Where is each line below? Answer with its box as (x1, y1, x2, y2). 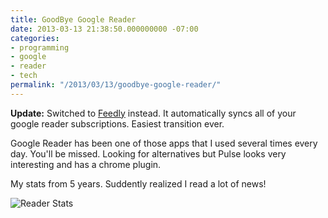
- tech (10, 71, 38, 81)
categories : (10, 33, 60, 43)
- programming (10, 42, 70, 53)
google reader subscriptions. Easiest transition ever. (10, 117, 225, 130)
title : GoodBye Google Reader (10, 14, 137, 25)
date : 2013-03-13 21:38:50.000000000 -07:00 (10, 24, 199, 34)
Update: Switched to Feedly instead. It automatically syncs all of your (10, 107, 297, 119)
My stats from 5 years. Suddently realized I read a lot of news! (10, 177, 267, 190)
